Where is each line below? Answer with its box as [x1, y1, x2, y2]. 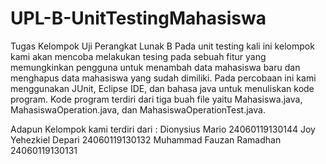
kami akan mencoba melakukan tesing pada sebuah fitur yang [10, 50, 267, 62]
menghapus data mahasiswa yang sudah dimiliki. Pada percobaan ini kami [10, 72, 317, 84]
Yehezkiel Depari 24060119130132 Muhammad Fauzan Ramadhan [10, 133, 282, 146]
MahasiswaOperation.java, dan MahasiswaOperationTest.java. [10, 103, 266, 116]
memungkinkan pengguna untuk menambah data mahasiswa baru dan [10, 61, 301, 73]
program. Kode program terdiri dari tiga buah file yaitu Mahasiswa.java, [10, 93, 303, 105]
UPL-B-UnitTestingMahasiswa [10, 7, 267, 30]
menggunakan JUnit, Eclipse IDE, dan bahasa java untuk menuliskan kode [10, 82, 315, 94]
